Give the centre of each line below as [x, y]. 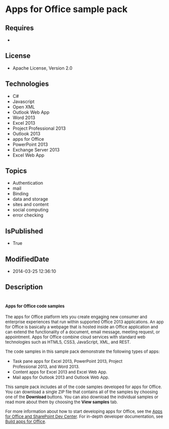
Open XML [24, 106]
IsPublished [24, 231]
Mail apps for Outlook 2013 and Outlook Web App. [61, 378]
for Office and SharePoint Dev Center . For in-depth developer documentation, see [84, 417]
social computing [31, 210]
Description [24, 287]
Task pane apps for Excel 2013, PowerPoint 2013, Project [67, 361]
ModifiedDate [27, 259]
